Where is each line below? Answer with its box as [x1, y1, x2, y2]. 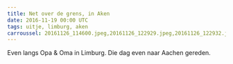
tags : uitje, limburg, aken [7, 23, 89, 30]
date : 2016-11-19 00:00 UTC [7, 17, 89, 24]
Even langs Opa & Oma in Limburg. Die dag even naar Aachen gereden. [7, 49, 212, 57]
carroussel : [7, 29, 42, 37]
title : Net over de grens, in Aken [7, 10, 110, 17]
